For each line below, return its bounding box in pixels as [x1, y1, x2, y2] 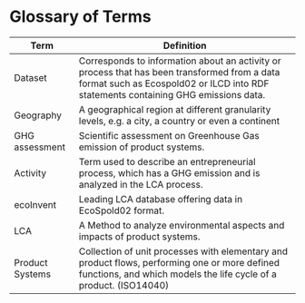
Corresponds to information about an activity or [78, 54, 281, 67]
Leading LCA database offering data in [78, 192, 243, 205]
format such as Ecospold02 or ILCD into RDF [78, 77, 270, 90]
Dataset [14, 71, 47, 83]
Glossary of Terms [9, 6, 152, 27]
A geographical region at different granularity [78, 103, 271, 115]
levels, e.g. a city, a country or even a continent [78, 114, 280, 127]
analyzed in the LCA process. [78, 178, 203, 191]
